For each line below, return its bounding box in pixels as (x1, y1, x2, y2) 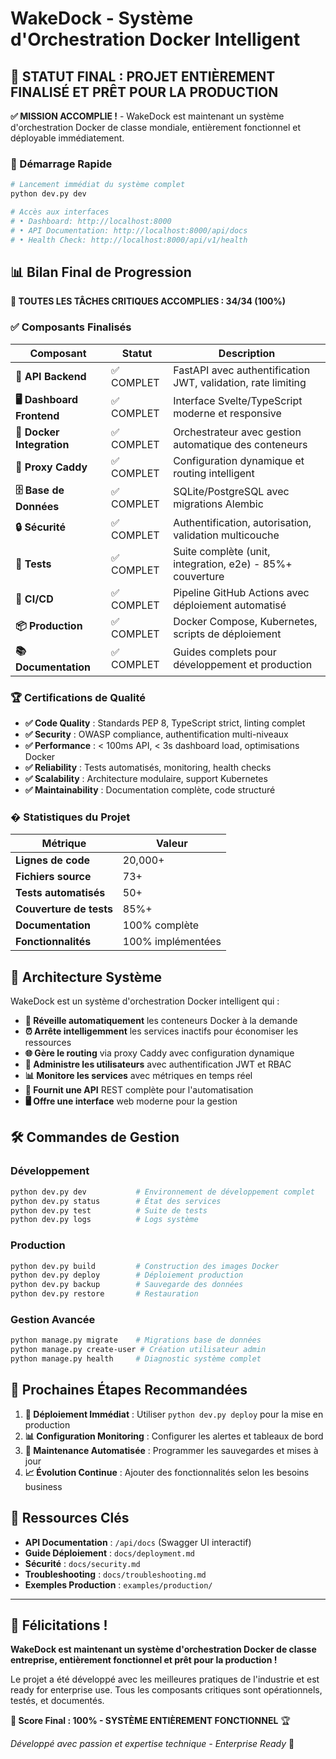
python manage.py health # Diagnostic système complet (10, 1354, 262, 1364)
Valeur (156, 837, 188, 851)
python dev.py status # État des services (10, 1196, 222, 1206)
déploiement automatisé (173, 598, 287, 612)
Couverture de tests (15, 902, 113, 916)
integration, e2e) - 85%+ (173, 557, 293, 571)
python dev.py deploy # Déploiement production (10, 1270, 244, 1281)
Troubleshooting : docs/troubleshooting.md (24, 1568, 207, 1580)
